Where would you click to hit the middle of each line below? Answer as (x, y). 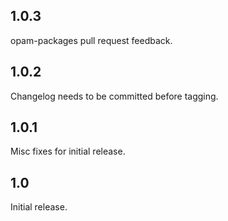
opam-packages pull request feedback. (91, 40)
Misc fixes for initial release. (68, 151)
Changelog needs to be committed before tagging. (114, 96)
